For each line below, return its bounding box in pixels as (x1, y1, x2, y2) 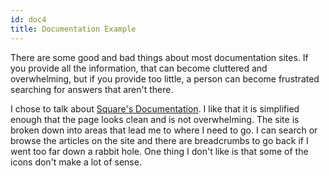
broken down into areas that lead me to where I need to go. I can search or (10, 124, 318, 136)
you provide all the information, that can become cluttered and (10, 62, 268, 74)
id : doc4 (10, 14, 47, 25)
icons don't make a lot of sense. (10, 156, 142, 168)
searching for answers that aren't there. (10, 83, 174, 95)
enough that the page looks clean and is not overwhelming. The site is (10, 113, 300, 125)
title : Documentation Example (10, 24, 137, 34)
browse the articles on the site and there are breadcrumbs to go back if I (10, 134, 309, 146)
